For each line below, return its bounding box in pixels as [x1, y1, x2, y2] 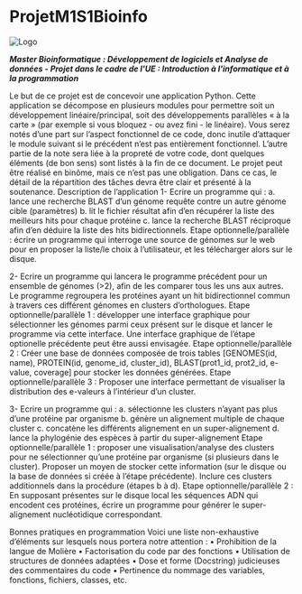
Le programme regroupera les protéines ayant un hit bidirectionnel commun [9, 290, 291, 301]
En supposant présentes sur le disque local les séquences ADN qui [9, 489, 259, 500]
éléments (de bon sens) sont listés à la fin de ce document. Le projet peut [9, 157, 283, 168]
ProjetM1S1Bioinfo [9, 6, 149, 27]
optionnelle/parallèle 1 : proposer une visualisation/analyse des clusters [9, 441, 275, 452]
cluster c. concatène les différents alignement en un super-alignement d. [9, 422, 279, 433]
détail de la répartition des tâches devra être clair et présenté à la [9, 176, 252, 187]
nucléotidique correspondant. [52, 508, 163, 520]
